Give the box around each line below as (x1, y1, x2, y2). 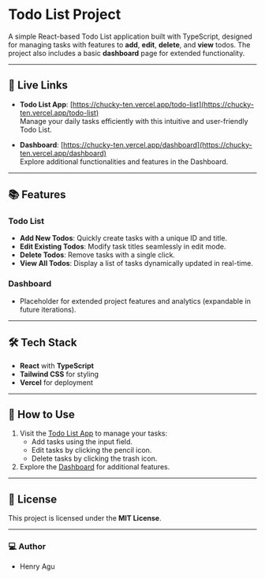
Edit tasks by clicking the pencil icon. (31, 446, 152, 455)
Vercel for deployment (19, 377, 93, 387)
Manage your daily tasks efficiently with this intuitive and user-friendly (19, 116, 248, 125)
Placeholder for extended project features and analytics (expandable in (19, 296, 251, 305)
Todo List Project (8, 6, 121, 24)
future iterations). (19, 304, 77, 314)
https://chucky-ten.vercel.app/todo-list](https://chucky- (72, 99, 255, 109)
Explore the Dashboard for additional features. (19, 462, 170, 472)
